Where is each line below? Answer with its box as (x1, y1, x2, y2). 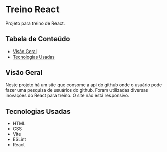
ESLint (12, 136, 26, 142)
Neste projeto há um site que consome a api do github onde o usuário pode (5, 82, 162, 88)
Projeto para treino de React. (5, 20, 65, 26)
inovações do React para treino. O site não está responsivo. (5, 92, 130, 98)
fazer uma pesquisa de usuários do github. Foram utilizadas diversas (5, 87, 148, 93)
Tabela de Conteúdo (5, 35, 70, 43)
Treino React (5, 4, 60, 15)
